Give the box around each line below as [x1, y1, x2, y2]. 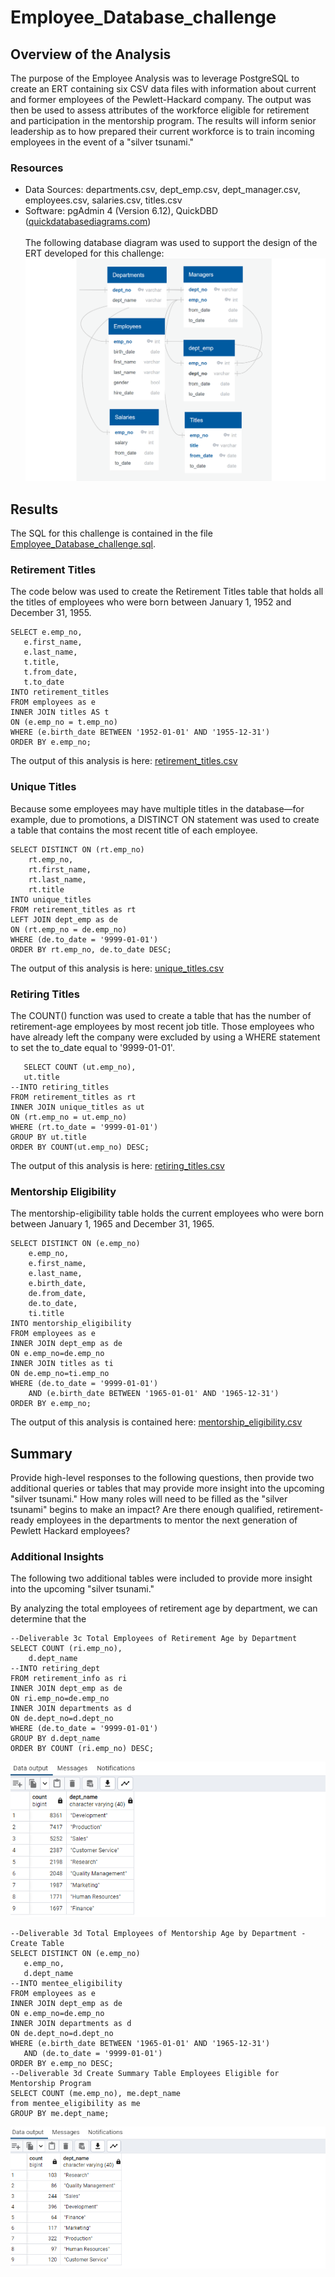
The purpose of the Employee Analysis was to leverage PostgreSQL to [10, 72, 300, 84]
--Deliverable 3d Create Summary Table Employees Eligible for [10, 2069, 280, 2079]
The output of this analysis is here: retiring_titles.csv [10, 1159, 225, 1171]
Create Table [10, 1939, 65, 1949]
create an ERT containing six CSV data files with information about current [10, 83, 317, 95]
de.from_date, [28, 1289, 87, 1299]
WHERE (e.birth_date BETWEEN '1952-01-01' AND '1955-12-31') [10, 727, 271, 738]
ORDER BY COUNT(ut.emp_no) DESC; [10, 1142, 150, 1152]
